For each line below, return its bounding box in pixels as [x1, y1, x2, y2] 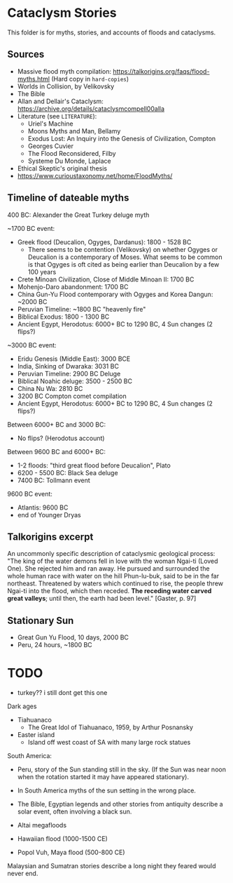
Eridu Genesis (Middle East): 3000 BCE [17, 354, 131, 363]
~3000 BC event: [7, 340, 57, 349]
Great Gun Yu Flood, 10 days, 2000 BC [17, 633, 129, 642]
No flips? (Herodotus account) [17, 434, 105, 442]
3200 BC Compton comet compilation [17, 392, 127, 400]
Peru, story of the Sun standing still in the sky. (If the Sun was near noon [17, 765, 226, 774]
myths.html [17, 74, 50, 83]
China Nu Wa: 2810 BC [17, 384, 83, 392]
